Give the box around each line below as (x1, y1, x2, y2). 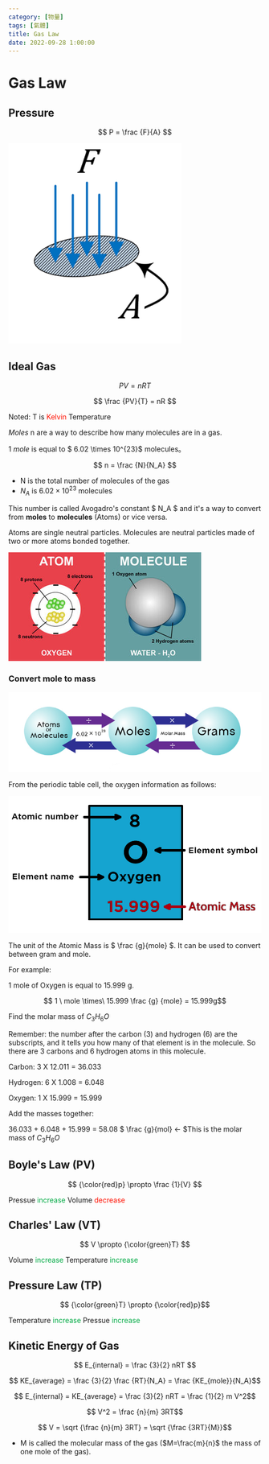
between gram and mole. (8, 950, 92, 959)
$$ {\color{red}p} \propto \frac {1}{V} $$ (67, 1179, 202, 1189)
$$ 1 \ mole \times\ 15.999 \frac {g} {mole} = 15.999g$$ (43, 996, 226, 1006)
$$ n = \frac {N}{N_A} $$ (93, 460, 177, 470)
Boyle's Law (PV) (8, 1158, 96, 1172)
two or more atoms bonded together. (8, 536, 130, 546)
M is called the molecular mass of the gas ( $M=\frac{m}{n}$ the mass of (19, 1438, 261, 1448)
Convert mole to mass (8, 673, 96, 684)
